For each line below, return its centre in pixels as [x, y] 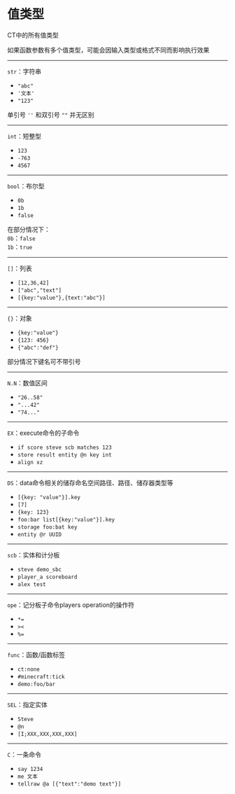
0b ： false [22, 238]
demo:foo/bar [36, 684]
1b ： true [20, 246]
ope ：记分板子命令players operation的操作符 [71, 605]
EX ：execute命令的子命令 [43, 433]
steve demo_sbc [40, 569]
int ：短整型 [24, 136]
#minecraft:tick [41, 676]
